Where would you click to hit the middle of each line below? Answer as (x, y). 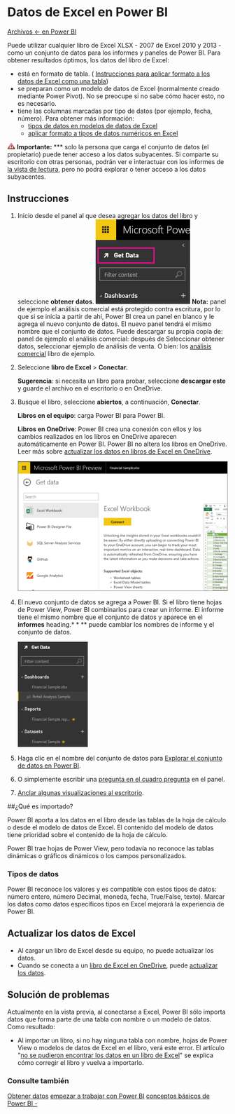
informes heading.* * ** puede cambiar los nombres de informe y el (116, 624)
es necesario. (37, 103)
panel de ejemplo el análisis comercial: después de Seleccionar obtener (121, 339)
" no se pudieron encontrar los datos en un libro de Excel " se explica (115, 1055)
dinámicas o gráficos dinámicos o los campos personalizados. (97, 855)
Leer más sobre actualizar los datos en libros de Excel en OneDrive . (115, 451)
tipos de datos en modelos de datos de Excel (93, 125)
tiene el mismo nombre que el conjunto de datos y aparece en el (110, 617)
